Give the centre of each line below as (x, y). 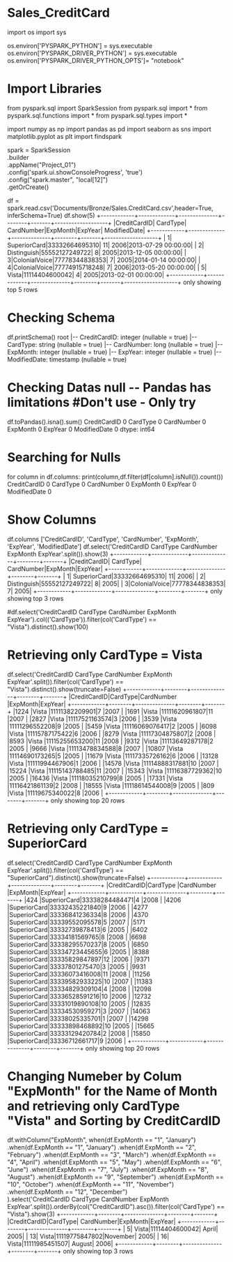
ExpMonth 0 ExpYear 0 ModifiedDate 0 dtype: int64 (81, 429)
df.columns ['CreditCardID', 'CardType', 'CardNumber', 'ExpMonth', (103, 539)
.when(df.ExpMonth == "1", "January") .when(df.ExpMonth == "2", (102, 1148)
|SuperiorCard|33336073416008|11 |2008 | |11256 (79, 974)
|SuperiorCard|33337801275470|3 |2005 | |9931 (77, 966)
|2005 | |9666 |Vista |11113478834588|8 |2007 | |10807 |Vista (95, 748)
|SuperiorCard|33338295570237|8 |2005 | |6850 (78, 944)
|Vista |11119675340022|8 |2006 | (55, 793)
